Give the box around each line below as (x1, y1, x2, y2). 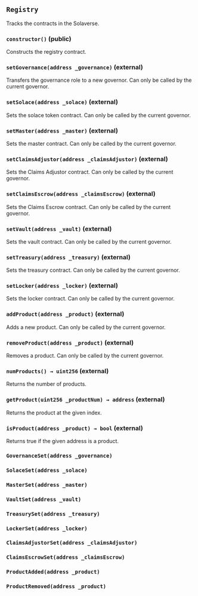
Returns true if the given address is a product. (6, 437, 119, 444)
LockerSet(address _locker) (6, 525, 88, 532)
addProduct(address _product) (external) (6, 310, 125, 318)
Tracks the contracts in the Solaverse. (6, 20, 100, 27)
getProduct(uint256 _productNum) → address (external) (6, 395, 165, 404)
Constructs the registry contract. (6, 48, 86, 56)
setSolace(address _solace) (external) (6, 98, 118, 106)
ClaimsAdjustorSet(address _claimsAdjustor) (6, 539, 138, 546)
